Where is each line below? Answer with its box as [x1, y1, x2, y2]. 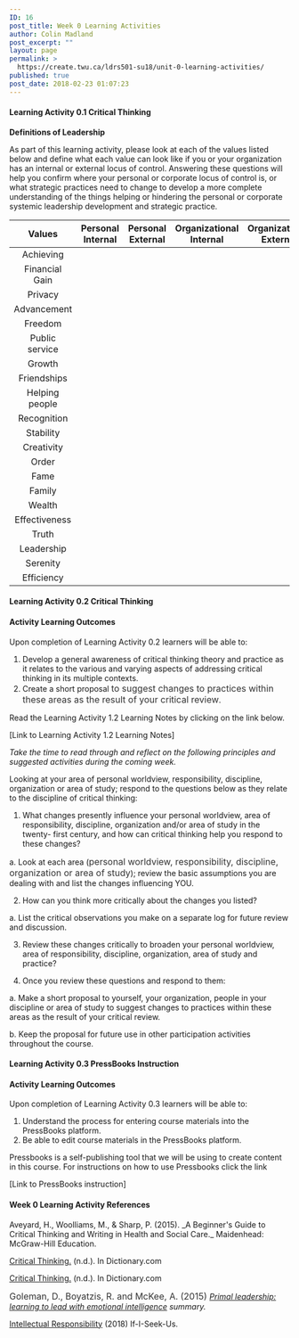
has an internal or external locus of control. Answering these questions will [9, 162, 283, 174]
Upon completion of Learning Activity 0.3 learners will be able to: [9, 1098, 247, 1110]
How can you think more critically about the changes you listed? [21, 895, 258, 906]
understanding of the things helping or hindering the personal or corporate [9, 191, 283, 201]
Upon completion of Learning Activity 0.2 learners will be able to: [9, 636, 248, 647]
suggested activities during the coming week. [9, 756, 176, 767]
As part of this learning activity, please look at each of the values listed [9, 144, 270, 154]
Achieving [21, 248, 64, 260]
